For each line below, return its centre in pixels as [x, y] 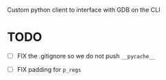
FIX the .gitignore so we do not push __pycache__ [86, 56]
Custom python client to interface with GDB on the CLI [84, 10]
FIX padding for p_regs [49, 69]
